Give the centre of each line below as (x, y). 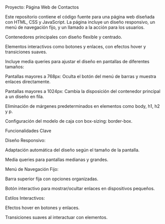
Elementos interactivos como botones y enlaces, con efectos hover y (76, 46)
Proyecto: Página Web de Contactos (42, 7)
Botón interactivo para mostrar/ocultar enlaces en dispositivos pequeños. (80, 188)
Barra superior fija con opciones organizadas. (52, 179)
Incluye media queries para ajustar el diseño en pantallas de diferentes (77, 61)
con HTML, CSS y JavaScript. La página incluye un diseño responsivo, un (80, 22)
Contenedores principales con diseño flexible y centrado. (64, 37)
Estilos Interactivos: (25, 198)
